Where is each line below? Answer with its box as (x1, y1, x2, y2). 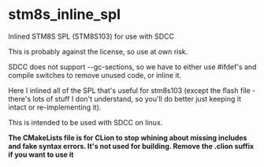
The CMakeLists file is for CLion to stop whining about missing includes (8, 132, 247, 143)
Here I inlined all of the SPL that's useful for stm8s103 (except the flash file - (8, 85, 256, 95)
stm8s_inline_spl (8, 6, 121, 24)
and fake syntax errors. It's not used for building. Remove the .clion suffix (8, 141, 255, 150)
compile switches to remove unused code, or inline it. (8, 70, 182, 80)
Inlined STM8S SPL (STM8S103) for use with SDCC (8, 32, 175, 41)
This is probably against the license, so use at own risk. (8, 46, 188, 56)
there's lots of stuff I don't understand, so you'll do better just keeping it (8, 94, 242, 103)
